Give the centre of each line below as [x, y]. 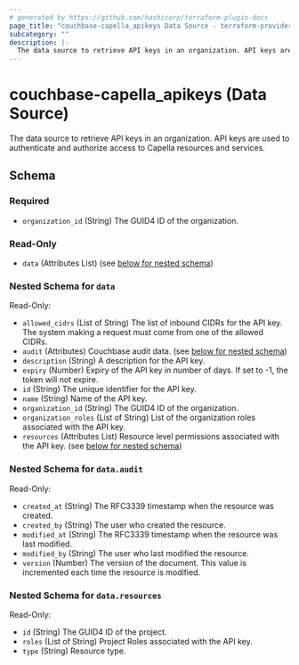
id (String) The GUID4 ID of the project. [94, 632]
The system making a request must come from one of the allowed [143, 332]
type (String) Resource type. [74, 651]
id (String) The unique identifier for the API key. [109, 390]
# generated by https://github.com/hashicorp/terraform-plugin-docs [139, 17]
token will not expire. [60, 380]
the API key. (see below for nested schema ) [102, 446]
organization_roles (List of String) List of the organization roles [139, 418]
